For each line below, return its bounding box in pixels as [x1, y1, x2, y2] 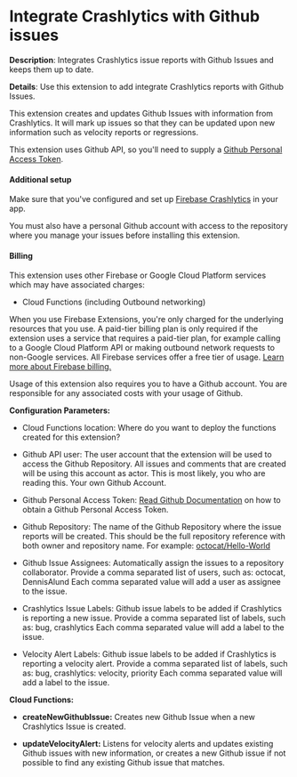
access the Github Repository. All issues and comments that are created [21, 458, 286, 469]
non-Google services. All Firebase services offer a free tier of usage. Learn [9, 352, 285, 362]
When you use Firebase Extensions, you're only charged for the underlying [9, 314, 284, 325]
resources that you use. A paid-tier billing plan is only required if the [9, 323, 259, 335]
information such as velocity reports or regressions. [9, 126, 198, 137]
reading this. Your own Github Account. [21, 478, 167, 489]
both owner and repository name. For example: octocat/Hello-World [21, 540, 271, 551]
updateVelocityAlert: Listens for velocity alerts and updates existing [21, 739, 274, 749]
